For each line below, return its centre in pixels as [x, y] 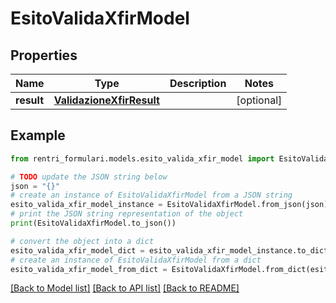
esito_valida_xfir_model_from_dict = [89, 269]
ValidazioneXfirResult [106, 100]
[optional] [259, 100]
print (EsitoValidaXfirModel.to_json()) [93, 223]
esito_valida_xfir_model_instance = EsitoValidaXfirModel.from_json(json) [169, 205]
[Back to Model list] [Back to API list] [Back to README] [125, 288]
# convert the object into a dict [82, 241]
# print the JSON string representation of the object [127, 214]
